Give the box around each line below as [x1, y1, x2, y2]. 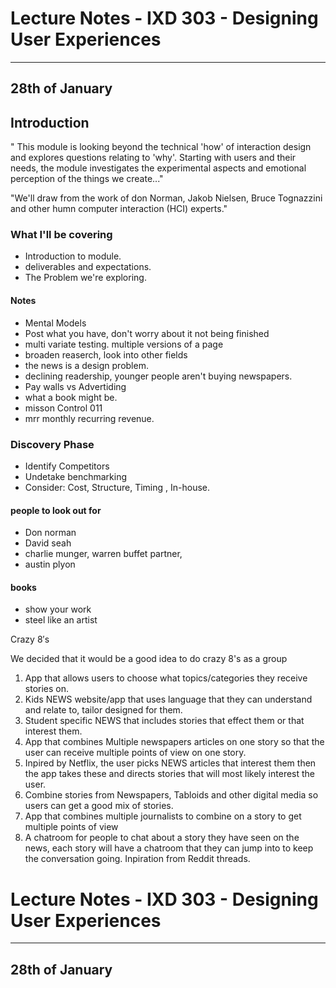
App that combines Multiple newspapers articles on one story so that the [24, 736, 325, 748]
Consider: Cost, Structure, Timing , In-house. [24, 481, 210, 493]
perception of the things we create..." [10, 173, 164, 185]
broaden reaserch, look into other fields [24, 348, 188, 361]
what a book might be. [24, 391, 118, 403]
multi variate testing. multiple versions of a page [24, 338, 224, 350]
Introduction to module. [24, 250, 122, 262]
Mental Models [24, 317, 87, 329]
